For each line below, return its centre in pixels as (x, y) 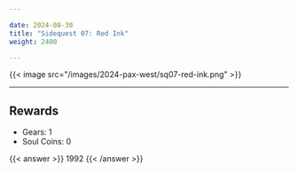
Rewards (34, 110)
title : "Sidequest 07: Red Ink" (69, 33)
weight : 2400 (33, 42)
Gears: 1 (37, 132)
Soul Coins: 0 (47, 142)
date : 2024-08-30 (41, 25)
